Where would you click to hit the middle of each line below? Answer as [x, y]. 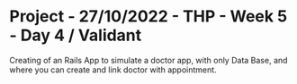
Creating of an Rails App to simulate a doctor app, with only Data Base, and [148, 60]
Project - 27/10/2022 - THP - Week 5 [148, 17]
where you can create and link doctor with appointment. [113, 70]
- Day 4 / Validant [76, 35]
